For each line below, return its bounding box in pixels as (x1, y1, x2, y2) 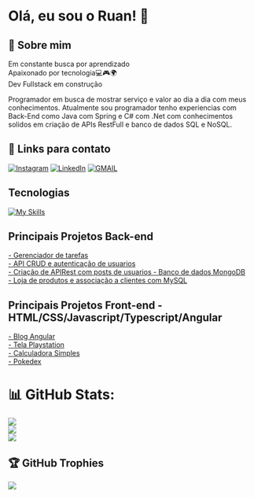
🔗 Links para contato (8, 142, 112, 156)
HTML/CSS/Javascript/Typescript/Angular (8, 311, 223, 324)
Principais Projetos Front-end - (8, 298, 163, 312)
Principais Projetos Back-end (8, 230, 154, 243)
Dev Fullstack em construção (8, 79, 103, 89)
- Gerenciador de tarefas (8, 251, 89, 260)
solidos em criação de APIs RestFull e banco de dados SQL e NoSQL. (8, 120, 233, 129)
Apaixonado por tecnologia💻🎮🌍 (8, 68, 118, 77)
